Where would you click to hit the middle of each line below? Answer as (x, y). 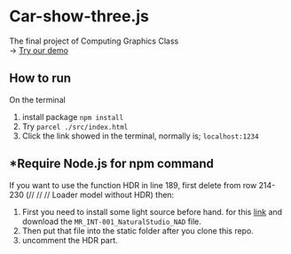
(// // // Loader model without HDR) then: (100, 194)
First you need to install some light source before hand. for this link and (152, 211)
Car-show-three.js (79, 16)
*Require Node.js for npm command (112, 164)
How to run (40, 79)
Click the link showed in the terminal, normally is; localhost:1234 (140, 136)
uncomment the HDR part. (70, 240)
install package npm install (73, 116)
